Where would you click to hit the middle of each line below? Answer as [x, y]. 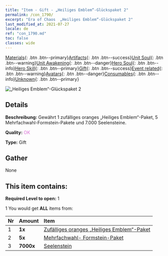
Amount [29, 221]
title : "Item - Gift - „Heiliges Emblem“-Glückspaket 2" [67, 10]
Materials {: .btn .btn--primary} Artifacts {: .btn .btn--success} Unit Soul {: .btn [85, 57]
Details [17, 105]
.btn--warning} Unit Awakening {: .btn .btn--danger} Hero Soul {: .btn [75, 63]
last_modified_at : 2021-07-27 [37, 24]
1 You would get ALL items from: [39, 208]
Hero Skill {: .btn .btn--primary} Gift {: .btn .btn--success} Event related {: [89, 68]
